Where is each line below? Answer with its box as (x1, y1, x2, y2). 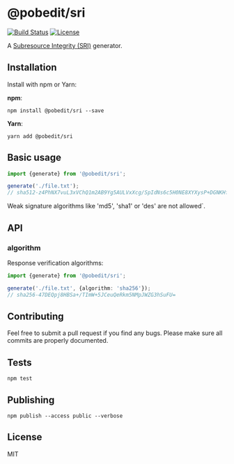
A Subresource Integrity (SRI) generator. (7, 41, 123, 49)
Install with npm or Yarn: (7, 80, 77, 88)
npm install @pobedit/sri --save (7, 107, 104, 114)
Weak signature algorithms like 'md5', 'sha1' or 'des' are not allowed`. (7, 202, 205, 210)
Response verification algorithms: (7, 258, 104, 267)
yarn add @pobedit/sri (7, 132, 73, 140)
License (7, 431, 42, 443)
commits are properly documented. (7, 337, 109, 345)
